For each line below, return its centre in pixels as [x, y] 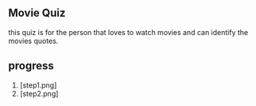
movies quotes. [33, 41]
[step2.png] [39, 93]
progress [31, 66]
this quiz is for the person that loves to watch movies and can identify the [128, 32]
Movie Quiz [37, 13]
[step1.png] [38, 85]
